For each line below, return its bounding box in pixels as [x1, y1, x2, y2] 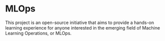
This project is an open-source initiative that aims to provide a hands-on [5, 19, 154, 25]
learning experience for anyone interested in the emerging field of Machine [5, 24, 160, 30]
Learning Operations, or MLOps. [5, 30, 72, 36]
